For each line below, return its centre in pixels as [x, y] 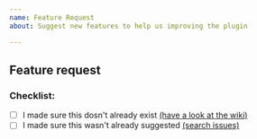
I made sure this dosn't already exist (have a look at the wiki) [135, 115]
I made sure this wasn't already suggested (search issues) [131, 126]
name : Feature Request [52, 17]
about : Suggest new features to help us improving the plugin [128, 26]
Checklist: [32, 95]
